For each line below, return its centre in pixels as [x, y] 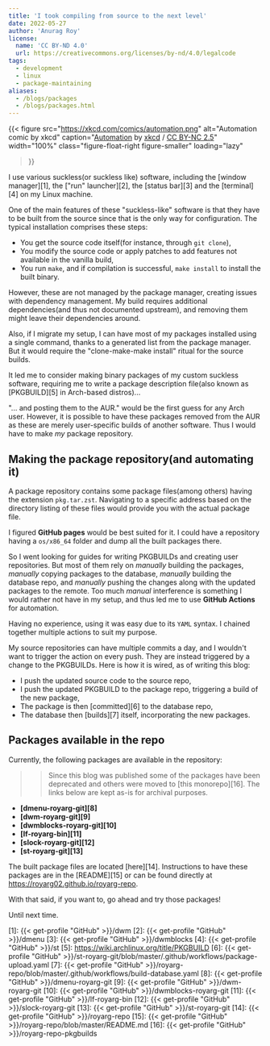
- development [39, 69]
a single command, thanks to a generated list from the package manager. [130, 343]
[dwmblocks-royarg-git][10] [68, 825]
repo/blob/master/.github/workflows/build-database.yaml [104, 973]
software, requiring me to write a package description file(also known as [129, 384]
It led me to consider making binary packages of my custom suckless [124, 375]
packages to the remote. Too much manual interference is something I [125, 590]
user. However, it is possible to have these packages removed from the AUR [134, 417]
